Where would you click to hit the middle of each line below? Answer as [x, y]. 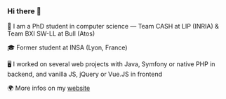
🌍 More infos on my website [49, 88]
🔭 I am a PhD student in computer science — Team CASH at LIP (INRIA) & [113, 26]
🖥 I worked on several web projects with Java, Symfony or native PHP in [111, 64]
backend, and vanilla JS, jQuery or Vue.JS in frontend [85, 74]
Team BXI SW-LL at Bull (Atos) [51, 33]
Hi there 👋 [25, 11]
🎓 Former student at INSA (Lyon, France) [67, 47]
